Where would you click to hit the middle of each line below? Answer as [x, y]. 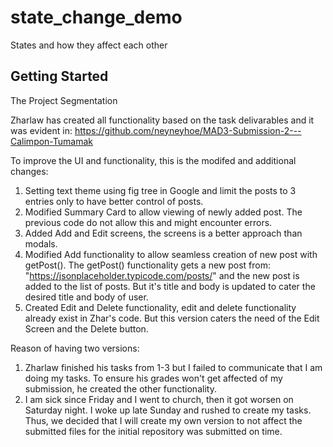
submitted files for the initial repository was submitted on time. [153, 431]
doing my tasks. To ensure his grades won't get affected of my [153, 378]
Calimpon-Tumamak [51, 141]
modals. [41, 243]
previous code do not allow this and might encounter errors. [148, 222]
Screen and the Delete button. [86, 328]
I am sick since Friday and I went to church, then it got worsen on [159, 399]
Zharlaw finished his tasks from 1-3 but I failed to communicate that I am [173, 367]
